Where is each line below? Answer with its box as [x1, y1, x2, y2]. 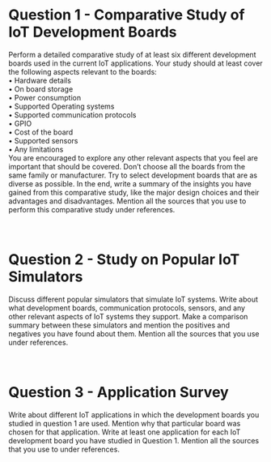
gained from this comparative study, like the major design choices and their [8, 187, 260, 197]
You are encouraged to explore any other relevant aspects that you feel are [8, 152, 259, 163]
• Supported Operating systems [8, 101, 115, 111]
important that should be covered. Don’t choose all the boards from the [8, 161, 245, 171]
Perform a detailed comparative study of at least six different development [8, 49, 256, 59]
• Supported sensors [8, 135, 78, 145]
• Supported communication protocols [8, 109, 137, 119]
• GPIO [8, 118, 32, 128]
